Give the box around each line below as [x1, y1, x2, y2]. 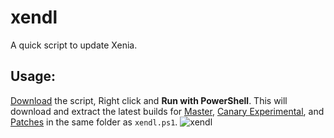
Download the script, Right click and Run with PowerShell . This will [10, 94, 288, 106]
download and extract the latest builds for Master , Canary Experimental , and [10, 105, 325, 117]
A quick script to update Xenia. [10, 39, 138, 51]
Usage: [10, 68, 57, 85]
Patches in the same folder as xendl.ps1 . [10, 116, 178, 128]
